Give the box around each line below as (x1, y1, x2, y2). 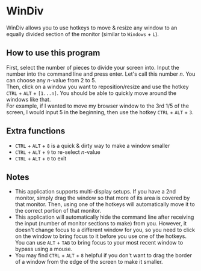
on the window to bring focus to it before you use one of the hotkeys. (14, 233, 187, 240)
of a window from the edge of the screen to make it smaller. (14, 258, 164, 266)
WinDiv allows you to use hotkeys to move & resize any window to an (6, 24, 178, 31)
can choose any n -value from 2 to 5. (6, 76, 96, 84)
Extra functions (6, 126, 66, 136)
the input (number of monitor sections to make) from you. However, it (14, 220, 187, 227)
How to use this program (6, 48, 100, 58)
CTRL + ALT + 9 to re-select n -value (14, 148, 100, 156)
